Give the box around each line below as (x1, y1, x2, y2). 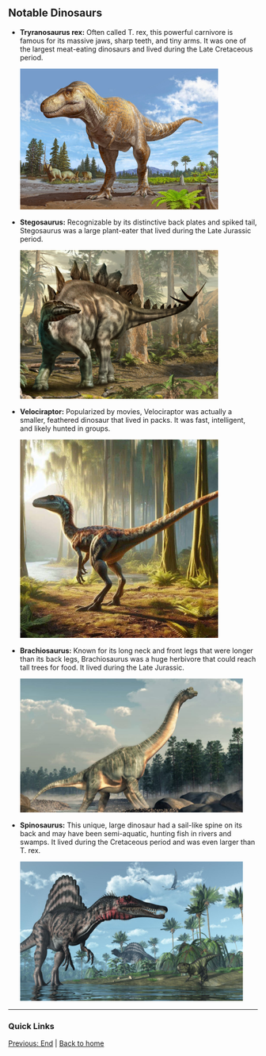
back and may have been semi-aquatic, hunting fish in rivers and (19, 828, 232, 838)
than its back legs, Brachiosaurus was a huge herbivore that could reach (19, 654, 256, 663)
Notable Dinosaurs (8, 6, 103, 20)
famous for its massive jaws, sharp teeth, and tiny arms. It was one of (19, 36, 247, 45)
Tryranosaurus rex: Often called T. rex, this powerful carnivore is (19, 27, 234, 36)
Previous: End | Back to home (8, 1039, 104, 1048)
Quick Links (8, 1020, 55, 1031)
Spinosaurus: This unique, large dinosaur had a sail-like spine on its (19, 820, 243, 830)
